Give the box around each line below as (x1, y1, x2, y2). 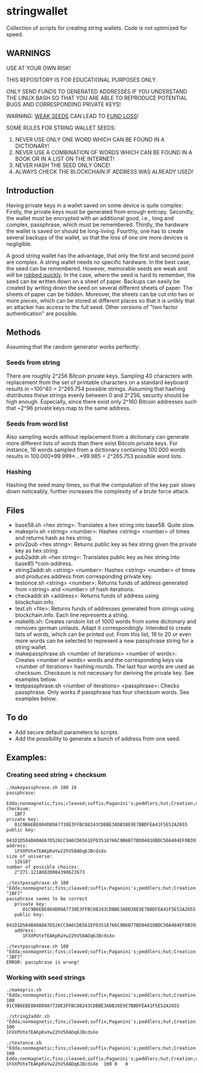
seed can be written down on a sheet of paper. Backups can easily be (6, 277, 180, 285)
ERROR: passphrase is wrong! (6, 959, 80, 965)
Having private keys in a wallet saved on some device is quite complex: (6, 202, 183, 209)
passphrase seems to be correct (6, 896, 88, 902)
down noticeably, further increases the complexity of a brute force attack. (6, 488, 190, 495)
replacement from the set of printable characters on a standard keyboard (6, 378, 188, 386)
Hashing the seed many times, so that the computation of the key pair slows (6, 481, 196, 488)
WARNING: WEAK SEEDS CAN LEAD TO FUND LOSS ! (6, 112, 139, 119)
